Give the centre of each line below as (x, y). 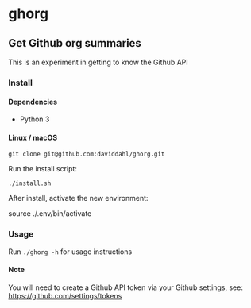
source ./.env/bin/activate (50, 214)
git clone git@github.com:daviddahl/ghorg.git (87, 154)
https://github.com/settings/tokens (65, 295)
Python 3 (35, 119)
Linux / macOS (33, 137)
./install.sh (30, 183)
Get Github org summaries (75, 43)
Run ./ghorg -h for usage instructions (70, 252)
